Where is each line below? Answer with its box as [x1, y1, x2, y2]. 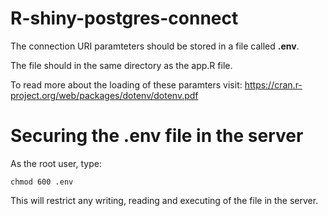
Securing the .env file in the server [10, 125, 304, 147]
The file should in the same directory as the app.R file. [10, 59, 233, 71]
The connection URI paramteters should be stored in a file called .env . [10, 40, 300, 52]
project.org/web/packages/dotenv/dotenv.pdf [10, 89, 199, 101]
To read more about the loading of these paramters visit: [10, 78, 243, 91]
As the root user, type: [10, 157, 102, 169]
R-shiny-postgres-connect [10, 7, 239, 30]
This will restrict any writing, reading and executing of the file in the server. [10, 194, 319, 206]
